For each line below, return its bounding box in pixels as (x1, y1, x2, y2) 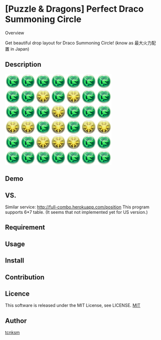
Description (5, 60, 41, 69)
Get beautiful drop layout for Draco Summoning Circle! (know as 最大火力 (5, 40, 152, 46)
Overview (5, 30, 24, 36)
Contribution (5, 273, 45, 281)
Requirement (5, 223, 45, 232)
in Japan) (10, 46, 30, 52)
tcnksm (5, 330, 20, 336)
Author (5, 317, 27, 325)
